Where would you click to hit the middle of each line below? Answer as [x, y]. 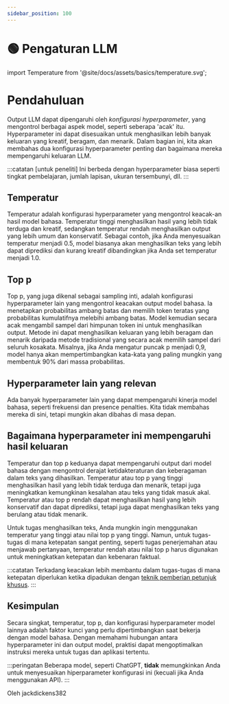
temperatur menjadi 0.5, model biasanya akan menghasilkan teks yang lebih [114, 244]
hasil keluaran [38, 447]
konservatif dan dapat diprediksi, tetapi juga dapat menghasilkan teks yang [113, 507]
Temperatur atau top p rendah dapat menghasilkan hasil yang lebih [102, 500]
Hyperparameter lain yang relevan [82, 383]
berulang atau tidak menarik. [48, 514]
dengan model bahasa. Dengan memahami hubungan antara [93, 637]
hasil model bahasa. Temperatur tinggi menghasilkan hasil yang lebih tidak [112, 222]
